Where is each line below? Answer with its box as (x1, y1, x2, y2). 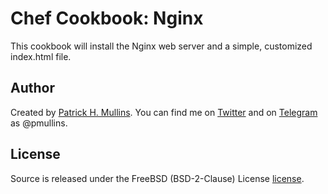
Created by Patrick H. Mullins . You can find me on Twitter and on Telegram (10, 106, 318, 118)
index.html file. (10, 50, 72, 62)
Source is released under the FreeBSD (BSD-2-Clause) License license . (10, 172, 305, 184)
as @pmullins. (10, 117, 68, 129)
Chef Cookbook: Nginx (10, 7, 204, 30)
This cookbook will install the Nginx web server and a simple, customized (10, 40, 313, 52)
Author (10, 80, 55, 97)
